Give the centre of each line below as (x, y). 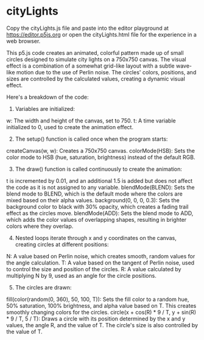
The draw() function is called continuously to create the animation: (99, 169)
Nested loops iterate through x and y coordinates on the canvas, (96, 238)
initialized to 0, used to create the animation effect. (70, 127)
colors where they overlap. (40, 226)
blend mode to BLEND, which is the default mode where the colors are (94, 194)
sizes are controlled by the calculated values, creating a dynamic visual (96, 79)
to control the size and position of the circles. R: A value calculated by (94, 269)
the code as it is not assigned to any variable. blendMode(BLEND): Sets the (100, 187)
